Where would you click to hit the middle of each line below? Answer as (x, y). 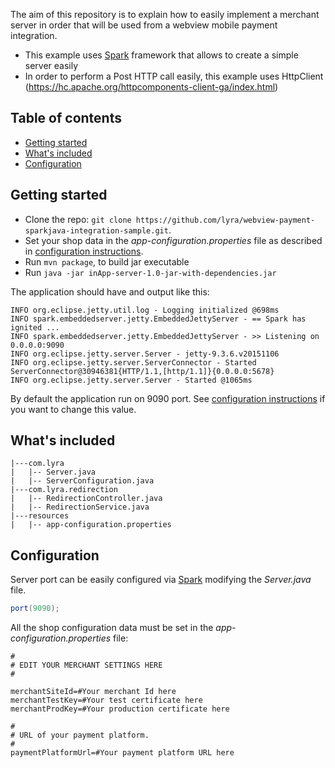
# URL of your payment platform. (80, 735)
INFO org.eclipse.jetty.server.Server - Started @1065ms (131, 380)
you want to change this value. (73, 409)
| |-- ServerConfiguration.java (82, 481)
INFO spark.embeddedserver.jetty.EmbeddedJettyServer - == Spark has (158, 319)
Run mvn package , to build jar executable (107, 261)
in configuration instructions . (84, 251)
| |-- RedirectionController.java (86, 499)
